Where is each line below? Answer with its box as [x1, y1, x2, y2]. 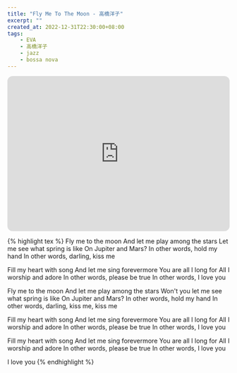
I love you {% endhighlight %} [7, 357, 95, 366]
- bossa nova [20, 56, 59, 63]
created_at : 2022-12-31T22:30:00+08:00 [7, 23, 125, 30]
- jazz [20, 50, 39, 57]
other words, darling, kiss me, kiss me [7, 301, 118, 310]
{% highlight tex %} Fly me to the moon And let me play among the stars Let [7, 237, 229, 245]
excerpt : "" [7, 17, 42, 24]
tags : [7, 30, 23, 37]
